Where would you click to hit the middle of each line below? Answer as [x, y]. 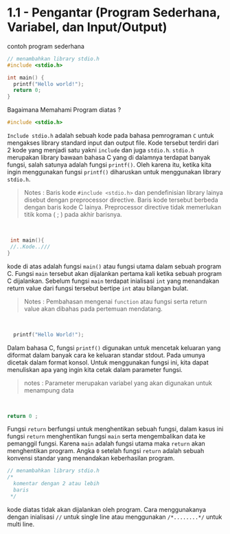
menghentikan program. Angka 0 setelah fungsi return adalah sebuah [106, 451]
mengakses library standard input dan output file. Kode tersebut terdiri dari [113, 143]
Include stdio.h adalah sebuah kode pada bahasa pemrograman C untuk [111, 136]
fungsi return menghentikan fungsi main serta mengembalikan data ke [106, 437]
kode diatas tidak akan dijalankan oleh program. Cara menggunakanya [107, 509]
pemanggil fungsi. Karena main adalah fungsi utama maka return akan [106, 443]
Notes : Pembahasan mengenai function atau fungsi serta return [115, 301]
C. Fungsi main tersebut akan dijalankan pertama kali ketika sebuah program [114, 273]
